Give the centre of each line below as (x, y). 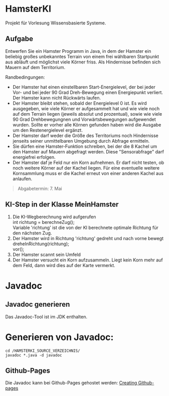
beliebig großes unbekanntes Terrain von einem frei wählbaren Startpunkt (82, 56)
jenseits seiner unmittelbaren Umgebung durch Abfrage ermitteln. (81, 141)
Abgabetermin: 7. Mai (40, 188)
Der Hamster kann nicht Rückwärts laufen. (57, 97)
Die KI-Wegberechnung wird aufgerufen (54, 217)
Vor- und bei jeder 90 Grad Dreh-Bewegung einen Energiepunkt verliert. (88, 92)
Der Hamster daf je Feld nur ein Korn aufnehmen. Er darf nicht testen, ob (88, 162)
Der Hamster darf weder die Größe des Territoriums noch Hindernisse (85, 136)
